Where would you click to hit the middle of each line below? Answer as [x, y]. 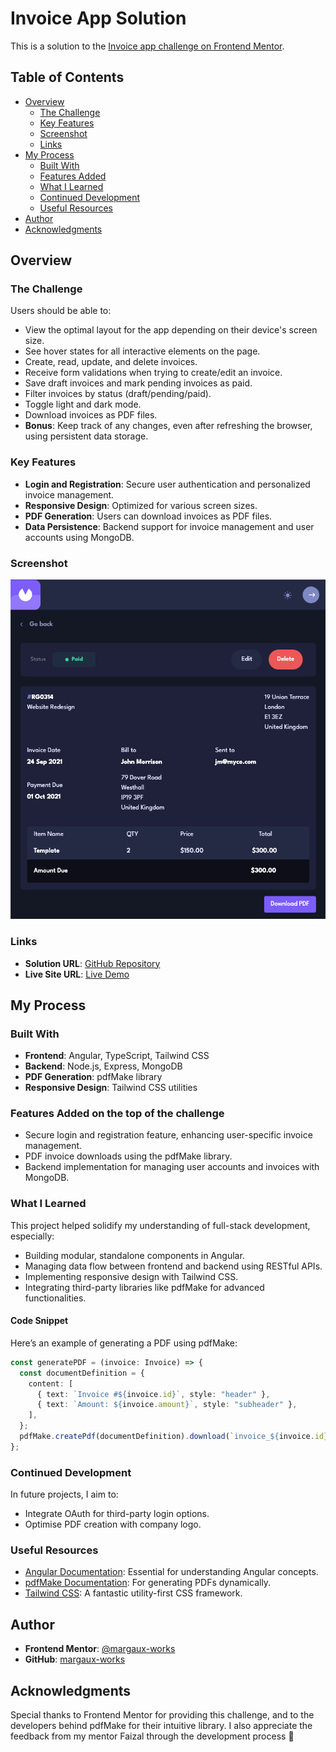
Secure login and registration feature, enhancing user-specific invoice [168, 1135]
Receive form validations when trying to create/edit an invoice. [153, 373]
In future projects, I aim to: [64, 1494]
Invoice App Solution [98, 18]
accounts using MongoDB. [79, 537]
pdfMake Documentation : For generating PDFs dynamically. [148, 1583]
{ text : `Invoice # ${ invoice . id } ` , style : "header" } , [153, 1394]
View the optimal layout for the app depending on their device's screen [171, 330]
